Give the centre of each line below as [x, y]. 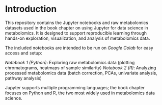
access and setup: [24, 53]
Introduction [31, 9]
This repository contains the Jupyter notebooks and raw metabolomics [77, 23]
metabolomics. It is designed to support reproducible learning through [76, 33]
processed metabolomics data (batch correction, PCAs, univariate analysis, [81, 73]
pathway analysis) [23, 78]
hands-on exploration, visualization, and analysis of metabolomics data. [78, 38]
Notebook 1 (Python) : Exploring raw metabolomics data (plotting [70, 62]
